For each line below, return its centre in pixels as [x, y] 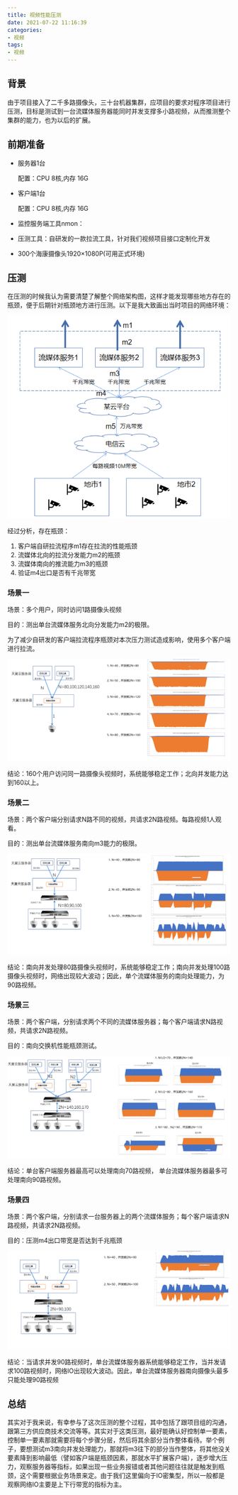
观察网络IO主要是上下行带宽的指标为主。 [67, 1484]
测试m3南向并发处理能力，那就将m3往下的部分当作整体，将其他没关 [131, 1449]
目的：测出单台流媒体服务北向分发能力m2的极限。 [80, 625]
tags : [15, 45]
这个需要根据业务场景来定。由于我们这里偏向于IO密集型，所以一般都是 [122, 1476]
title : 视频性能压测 [34, 15]
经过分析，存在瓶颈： [38, 531]
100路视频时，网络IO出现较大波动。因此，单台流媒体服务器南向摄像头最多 [121, 1371]
